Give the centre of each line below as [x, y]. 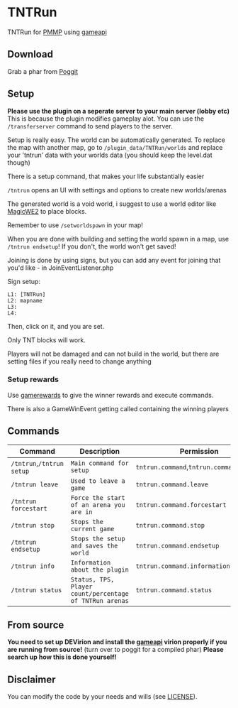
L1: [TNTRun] [27, 294]
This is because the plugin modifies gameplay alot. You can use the [106, 119]
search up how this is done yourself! [62, 657]
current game [92, 529]
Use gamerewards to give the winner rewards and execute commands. [110, 395]
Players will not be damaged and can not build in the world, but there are [113, 354]
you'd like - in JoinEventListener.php [61, 268]
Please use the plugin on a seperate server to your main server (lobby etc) [119, 111]
